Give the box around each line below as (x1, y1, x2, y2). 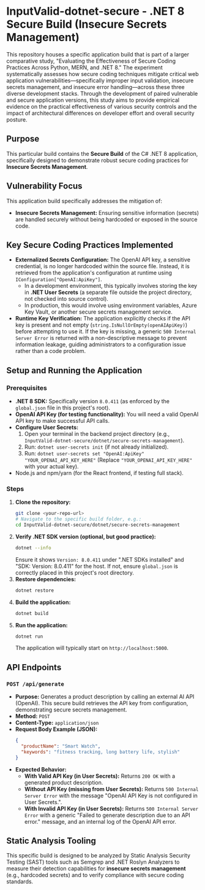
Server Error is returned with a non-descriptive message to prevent (15, 335, 187, 342)
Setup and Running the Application (6, 365, 143, 376)
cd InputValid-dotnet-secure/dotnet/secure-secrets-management (15, 522, 181, 528)
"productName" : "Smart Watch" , (21, 743, 101, 749)
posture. (6, 115, 28, 123)
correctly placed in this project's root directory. (15, 569, 135, 576)
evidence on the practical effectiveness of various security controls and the (6, 103, 197, 110)
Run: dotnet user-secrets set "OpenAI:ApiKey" (24, 450, 145, 457)
